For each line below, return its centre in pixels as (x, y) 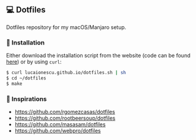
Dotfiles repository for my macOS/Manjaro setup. (66, 27)
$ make (14, 84)
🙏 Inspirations (27, 98)
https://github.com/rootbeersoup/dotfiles (65, 118)
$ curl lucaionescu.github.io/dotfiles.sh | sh (66, 73)
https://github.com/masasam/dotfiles (60, 125)
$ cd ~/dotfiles (26, 78)
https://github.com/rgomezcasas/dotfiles (65, 112)
